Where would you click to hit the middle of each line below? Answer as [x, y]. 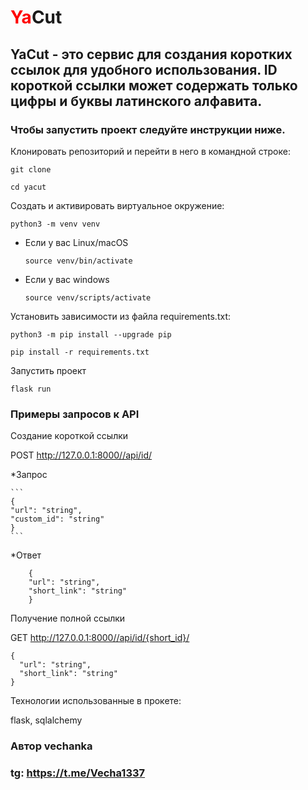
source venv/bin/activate [78, 261]
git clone [31, 169]
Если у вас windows [67, 279]
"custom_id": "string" [57, 519]
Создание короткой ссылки [69, 436]
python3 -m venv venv [55, 224]
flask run [31, 389]
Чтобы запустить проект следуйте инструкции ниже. [148, 129]
